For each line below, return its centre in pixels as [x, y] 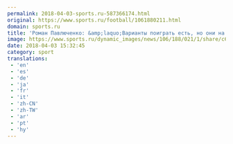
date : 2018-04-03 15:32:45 [46, 46]
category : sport [31, 53]
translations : [28, 59]
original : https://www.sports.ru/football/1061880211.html [94, 20]
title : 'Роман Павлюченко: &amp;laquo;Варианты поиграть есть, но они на [116, 33]
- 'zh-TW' [24, 110]
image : [17, 39]
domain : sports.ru [34, 26]
